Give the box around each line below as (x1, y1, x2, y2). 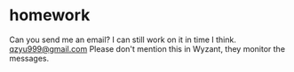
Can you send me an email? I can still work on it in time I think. (9, 34, 237, 45)
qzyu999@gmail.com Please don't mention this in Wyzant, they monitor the (9, 43, 286, 54)
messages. (9, 53, 50, 63)
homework (9, 5, 91, 25)
